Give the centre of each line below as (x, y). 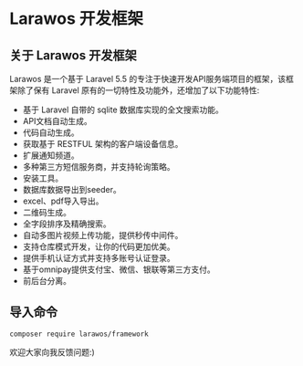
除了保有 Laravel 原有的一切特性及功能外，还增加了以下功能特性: (138, 90)
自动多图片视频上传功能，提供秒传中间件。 (103, 235)
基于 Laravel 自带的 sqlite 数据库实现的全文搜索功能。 (123, 110)
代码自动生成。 (51, 132)
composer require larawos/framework (79, 334)
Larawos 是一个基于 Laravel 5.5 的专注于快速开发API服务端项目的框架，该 (147, 79)
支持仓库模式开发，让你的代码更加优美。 (99, 246)
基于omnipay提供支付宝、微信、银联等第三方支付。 (119, 269)
